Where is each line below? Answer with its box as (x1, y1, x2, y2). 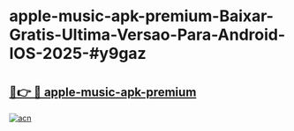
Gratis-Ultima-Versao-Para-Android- (9, 25, 286, 45)
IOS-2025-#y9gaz (9, 44, 147, 63)
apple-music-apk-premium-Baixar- (9, 6, 274, 26)
